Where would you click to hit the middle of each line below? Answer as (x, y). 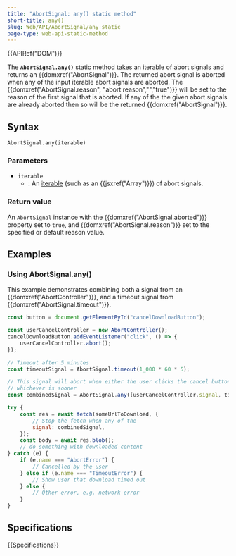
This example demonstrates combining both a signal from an (95, 290)
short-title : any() (36, 20)
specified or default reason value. (56, 232)
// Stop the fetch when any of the (85, 421)
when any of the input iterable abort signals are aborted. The (95, 82)
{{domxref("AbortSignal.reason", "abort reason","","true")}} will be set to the (117, 89)
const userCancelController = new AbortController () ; (88, 330)
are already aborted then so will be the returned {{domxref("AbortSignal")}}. (117, 105)
